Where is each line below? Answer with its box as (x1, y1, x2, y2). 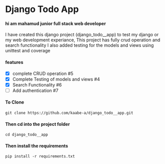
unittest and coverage (5, 48, 51, 54)
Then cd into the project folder (5, 121, 70, 127)
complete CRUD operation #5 (12, 70, 74, 76)
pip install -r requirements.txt (5, 154, 75, 159)
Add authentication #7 (12, 87, 59, 94)
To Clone (5, 99, 24, 105)
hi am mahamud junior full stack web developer (5, 20, 106, 26)
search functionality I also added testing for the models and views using (5, 42, 154, 48)
